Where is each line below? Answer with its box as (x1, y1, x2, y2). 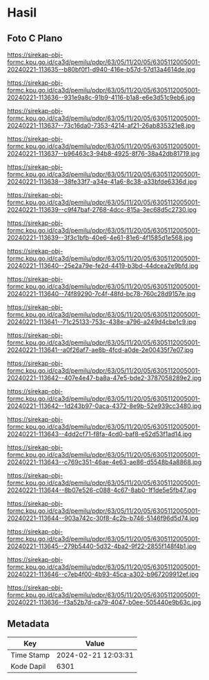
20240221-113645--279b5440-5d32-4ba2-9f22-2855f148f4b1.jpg (7, 542, 197, 550)
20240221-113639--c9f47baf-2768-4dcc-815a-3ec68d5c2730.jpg (7, 206, 197, 213)
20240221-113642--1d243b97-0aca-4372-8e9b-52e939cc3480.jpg (7, 402, 202, 410)
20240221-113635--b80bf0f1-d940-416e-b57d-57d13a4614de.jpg (7, 66, 195, 73)
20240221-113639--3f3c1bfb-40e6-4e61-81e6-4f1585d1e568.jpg (7, 233, 193, 242)
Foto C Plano (7, 32, 63, 44)
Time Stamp (10, 650, 50, 660)
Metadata (7, 618, 50, 630)
